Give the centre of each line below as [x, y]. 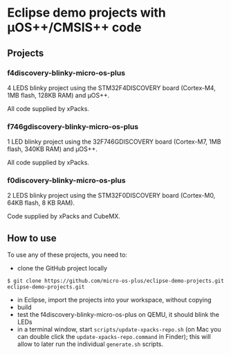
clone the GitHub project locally [62, 268]
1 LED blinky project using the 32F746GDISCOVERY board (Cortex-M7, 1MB [114, 142]
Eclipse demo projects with [86, 13]
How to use [32, 238]
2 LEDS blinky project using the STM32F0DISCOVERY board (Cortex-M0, [111, 196]
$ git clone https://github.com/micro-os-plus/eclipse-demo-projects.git [116, 281]
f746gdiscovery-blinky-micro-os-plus [73, 126]
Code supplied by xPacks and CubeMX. [64, 216]
